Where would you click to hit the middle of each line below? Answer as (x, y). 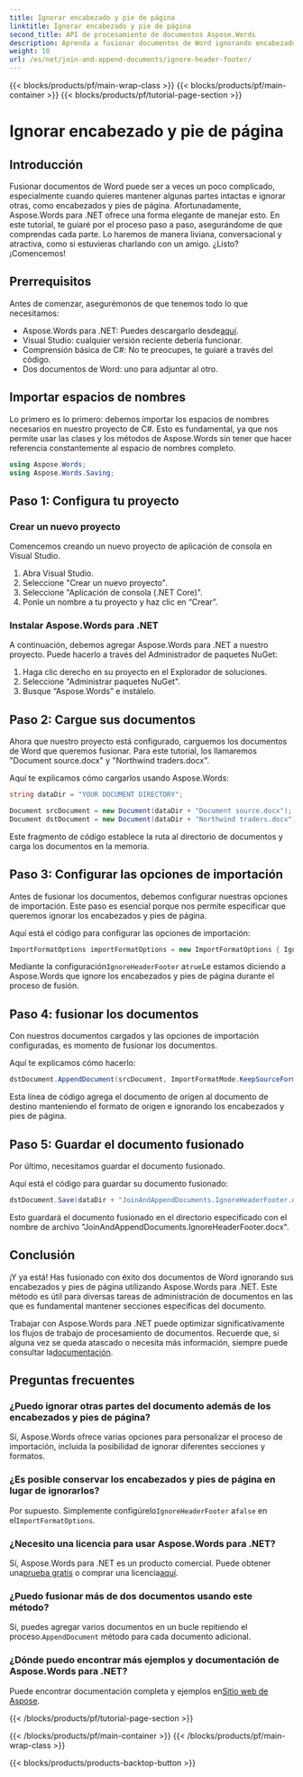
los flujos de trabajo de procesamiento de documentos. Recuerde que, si (144, 1333)
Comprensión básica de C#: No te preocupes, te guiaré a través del (147, 349)
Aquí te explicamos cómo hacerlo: (73, 1063)
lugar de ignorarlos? (55, 1491)
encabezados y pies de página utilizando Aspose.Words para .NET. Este (143, 1286)
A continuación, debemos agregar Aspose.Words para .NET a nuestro (139, 645)
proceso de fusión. (44, 986)
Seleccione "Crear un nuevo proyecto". (95, 583)
